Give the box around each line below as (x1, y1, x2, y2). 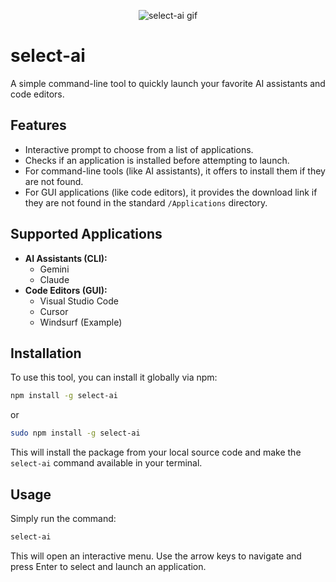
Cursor (39, 305, 69, 317)
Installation (10, 345, 82, 362)
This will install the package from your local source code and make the (10, 446, 302, 459)
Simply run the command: (10, 512, 117, 524)
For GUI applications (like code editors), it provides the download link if (24, 186, 318, 198)
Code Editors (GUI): (24, 284, 108, 296)
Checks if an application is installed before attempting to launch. (24, 154, 290, 166)
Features (10, 117, 67, 134)
